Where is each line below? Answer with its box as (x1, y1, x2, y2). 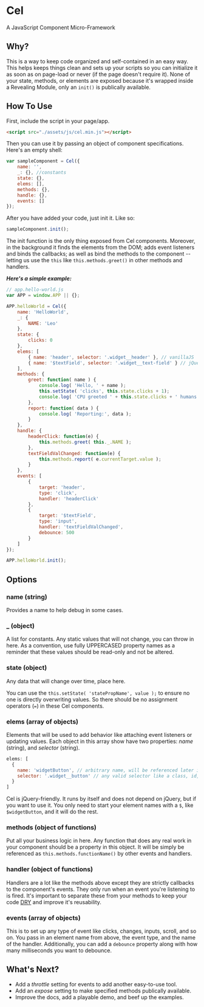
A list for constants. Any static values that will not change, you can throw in (6, 635, 194, 643)
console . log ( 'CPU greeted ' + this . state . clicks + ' (38, 394, 178, 400)
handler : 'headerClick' (38, 495, 99, 502)
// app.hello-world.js (6, 287, 64, 293)
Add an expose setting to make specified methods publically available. (15, 987, 191, 994)
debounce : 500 (38, 529, 75, 535)
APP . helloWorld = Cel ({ (6, 303, 67, 309)
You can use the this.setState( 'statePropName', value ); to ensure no (6, 689, 190, 697)
